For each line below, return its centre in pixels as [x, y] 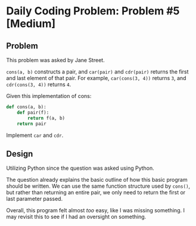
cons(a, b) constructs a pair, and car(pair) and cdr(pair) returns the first [97, 72]
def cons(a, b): [26, 107]
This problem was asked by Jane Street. [56, 60]
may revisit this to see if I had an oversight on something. [76, 217]
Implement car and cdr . [35, 135]
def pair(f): [33, 112]
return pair [32, 124]
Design [20, 154]
